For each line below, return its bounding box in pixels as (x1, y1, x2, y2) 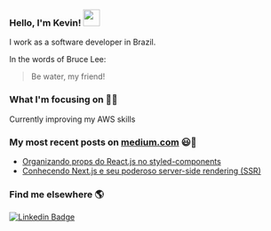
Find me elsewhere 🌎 (9, 187, 105, 200)
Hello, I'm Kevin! (9, 16, 82, 28)
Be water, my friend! (30, 71, 106, 82)
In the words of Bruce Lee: (9, 54, 107, 65)
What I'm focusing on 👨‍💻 (9, 93, 118, 106)
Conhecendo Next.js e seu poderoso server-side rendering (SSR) (21, 165, 262, 176)
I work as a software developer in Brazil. (9, 36, 156, 48)
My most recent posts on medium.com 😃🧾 (9, 136, 197, 148)
